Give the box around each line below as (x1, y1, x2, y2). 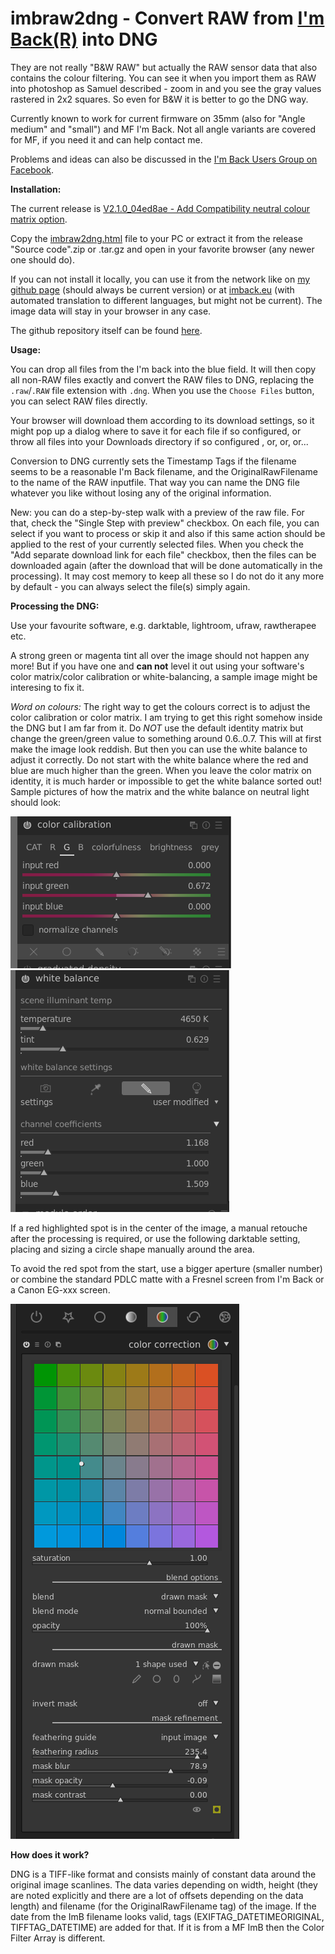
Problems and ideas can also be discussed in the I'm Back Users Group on (10, 153, 318, 165)
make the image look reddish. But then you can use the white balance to (10, 743, 308, 755)
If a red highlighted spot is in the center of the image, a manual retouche (10, 1222, 308, 1234)
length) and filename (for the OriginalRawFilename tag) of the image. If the (10, 1900, 317, 1912)
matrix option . (10, 213, 68, 225)
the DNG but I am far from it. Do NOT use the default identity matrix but (10, 722, 304, 734)
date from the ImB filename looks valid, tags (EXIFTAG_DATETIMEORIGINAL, (10, 1910, 325, 1922)
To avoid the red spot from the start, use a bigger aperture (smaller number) (10, 1262, 323, 1274)
